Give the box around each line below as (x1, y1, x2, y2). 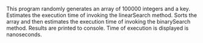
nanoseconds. (6, 31, 43, 38)
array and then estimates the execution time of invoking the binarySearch (6, 18, 191, 25)
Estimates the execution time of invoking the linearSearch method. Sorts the (6, 12, 197, 19)
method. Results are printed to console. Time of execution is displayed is (6, 24, 189, 31)
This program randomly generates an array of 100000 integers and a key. (6, 5, 191, 12)
